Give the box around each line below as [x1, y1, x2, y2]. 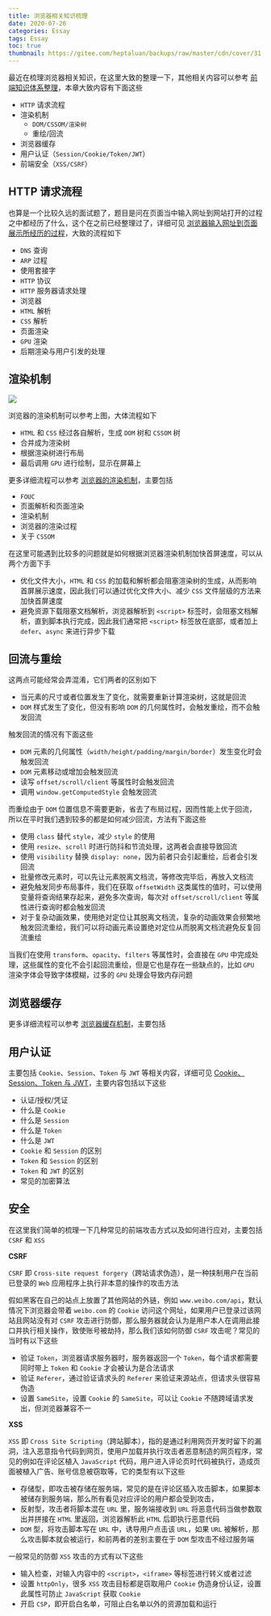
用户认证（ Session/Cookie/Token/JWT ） [19, 149, 150, 158]
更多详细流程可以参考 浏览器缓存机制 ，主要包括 [8, 1019, 166, 1029]
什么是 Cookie [19, 1105, 66, 1116]
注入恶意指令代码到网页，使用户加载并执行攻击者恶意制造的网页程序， [22, 1446, 256, 1456]
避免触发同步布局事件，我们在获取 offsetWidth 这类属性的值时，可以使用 [19, 882, 262, 892]
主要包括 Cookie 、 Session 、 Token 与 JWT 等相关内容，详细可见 [8, 1068, 213, 1078]
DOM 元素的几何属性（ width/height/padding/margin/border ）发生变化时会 [19, 747, 262, 757]
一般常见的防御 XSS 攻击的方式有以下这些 [8, 1551, 144, 1561]
